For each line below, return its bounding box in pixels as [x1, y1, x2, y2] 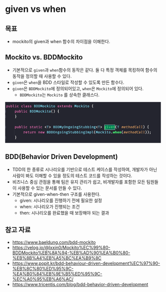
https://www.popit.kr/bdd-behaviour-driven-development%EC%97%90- [12, 260, 161, 266]
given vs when [5, 3, 66, 15]
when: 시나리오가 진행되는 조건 [19, 203, 80, 209]
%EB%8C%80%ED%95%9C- [12, 265, 74, 271]
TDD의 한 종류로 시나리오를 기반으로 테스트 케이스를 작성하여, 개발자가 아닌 [12, 166, 157, 172]
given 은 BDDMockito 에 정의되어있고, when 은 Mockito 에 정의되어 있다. [12, 85, 144, 91]
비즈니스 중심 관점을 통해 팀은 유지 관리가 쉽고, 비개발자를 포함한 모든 [12, 178, 146, 184]
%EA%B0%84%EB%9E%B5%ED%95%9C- [12, 271, 103, 277]
